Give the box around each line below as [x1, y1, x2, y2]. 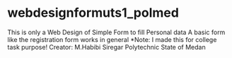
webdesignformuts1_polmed [7, 5, 179, 21]
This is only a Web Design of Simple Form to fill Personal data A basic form [7, 28, 226, 36]
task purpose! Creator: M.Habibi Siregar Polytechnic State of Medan [7, 43, 207, 51]
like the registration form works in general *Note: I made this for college [7, 35, 217, 43]
